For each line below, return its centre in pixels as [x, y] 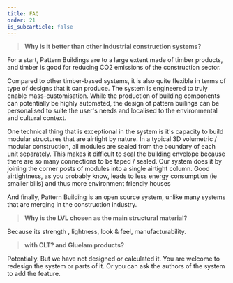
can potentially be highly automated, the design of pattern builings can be [113, 103]
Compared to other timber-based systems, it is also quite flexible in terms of [116, 81]
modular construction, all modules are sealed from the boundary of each [112, 147]
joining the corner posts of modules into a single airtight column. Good [108, 169]
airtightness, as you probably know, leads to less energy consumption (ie [112, 176]
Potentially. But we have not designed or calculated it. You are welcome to [114, 259]
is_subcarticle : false [40, 27]
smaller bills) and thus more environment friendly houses [89, 184]
